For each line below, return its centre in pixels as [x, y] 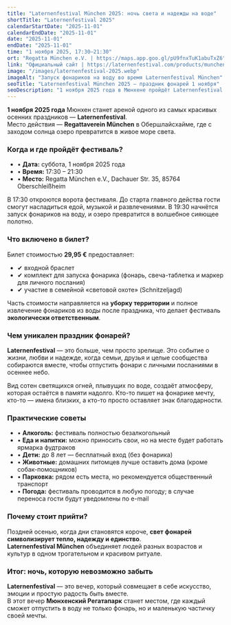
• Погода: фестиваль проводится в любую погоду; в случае [106, 492]
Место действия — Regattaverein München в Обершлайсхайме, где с [109, 124]
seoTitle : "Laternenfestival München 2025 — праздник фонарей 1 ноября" [113, 84]
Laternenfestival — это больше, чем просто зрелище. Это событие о [108, 351]
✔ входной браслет [46, 267]
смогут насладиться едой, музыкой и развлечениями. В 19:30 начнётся [113, 207]
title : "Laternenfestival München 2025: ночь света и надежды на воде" [112, 13]
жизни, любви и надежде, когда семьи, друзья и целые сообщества [107, 358]
